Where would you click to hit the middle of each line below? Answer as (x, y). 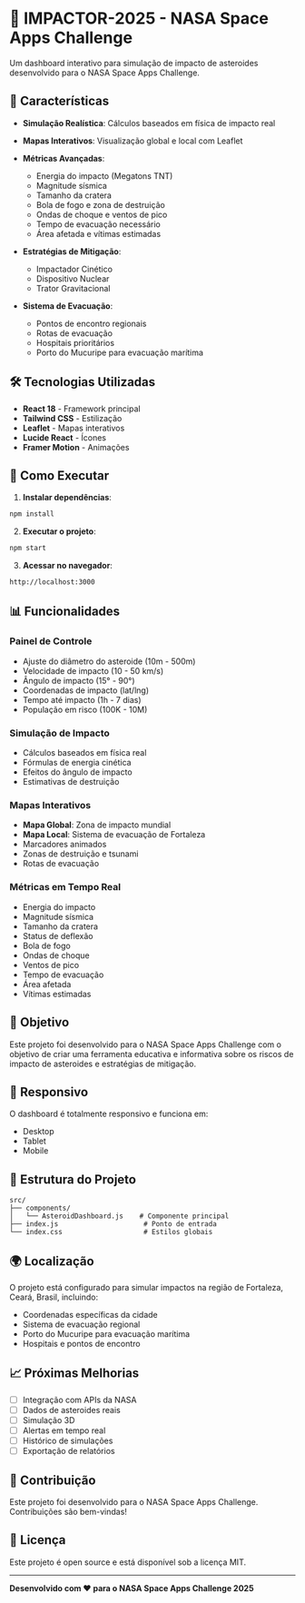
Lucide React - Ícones (64, 437)
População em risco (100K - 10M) (85, 709)
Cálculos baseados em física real (84, 753)
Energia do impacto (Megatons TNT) (104, 175)
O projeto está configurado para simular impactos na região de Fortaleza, (147, 1287)
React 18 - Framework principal (81, 409)
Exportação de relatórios (69, 1451)
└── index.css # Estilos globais (111, 1232)
